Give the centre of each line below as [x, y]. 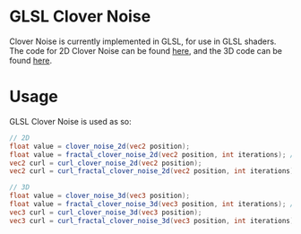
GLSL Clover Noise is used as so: [70, 121]
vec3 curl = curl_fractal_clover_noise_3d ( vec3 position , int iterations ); [154, 221]
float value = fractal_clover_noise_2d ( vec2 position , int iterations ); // [154, 154]
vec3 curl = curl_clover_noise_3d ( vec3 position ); [106, 212]
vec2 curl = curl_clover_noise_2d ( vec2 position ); [106, 163]
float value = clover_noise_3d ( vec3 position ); [100, 196]
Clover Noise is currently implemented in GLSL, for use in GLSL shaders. [143, 41]
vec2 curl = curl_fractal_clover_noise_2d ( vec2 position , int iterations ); [154, 171]
